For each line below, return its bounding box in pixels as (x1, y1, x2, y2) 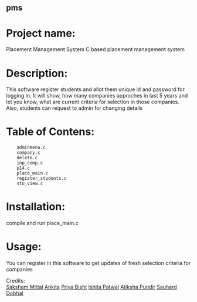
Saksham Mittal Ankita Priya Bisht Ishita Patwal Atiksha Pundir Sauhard (6, 283, 177, 291)
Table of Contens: (6, 125, 95, 139)
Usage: (6, 240, 42, 253)
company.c (16, 150, 41, 156)
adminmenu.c (16, 145, 46, 150)
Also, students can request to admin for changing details (6, 105, 143, 112)
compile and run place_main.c (6, 220, 79, 227)
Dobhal (6, 290, 23, 297)
